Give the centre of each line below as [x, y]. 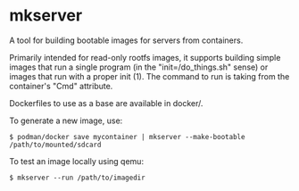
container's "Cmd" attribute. [61, 86]
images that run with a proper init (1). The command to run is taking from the [149, 76]
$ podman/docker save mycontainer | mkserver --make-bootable [127, 137]
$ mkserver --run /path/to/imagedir [77, 178]
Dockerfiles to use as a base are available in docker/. [106, 103]
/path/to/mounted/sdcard [55, 145]
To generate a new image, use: [66, 120]
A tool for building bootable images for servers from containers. [126, 40]
